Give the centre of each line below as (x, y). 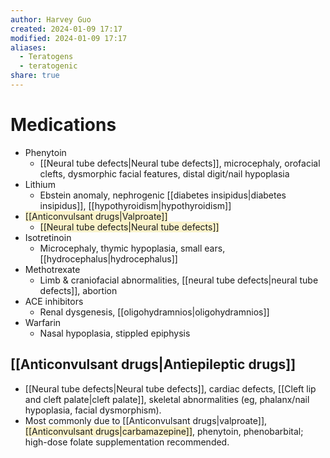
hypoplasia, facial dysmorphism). (93, 410)
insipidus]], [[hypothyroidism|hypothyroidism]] (135, 205)
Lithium (40, 184)
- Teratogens (46, 57)
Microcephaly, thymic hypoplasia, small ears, (132, 248)
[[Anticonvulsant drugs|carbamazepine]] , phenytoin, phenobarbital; (164, 431)
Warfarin (43, 322)
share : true (35, 76)
